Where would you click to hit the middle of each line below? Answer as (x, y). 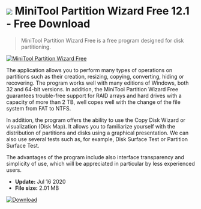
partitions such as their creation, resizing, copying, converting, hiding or (95, 76)
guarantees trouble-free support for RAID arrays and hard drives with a (94, 95)
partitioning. (36, 47)
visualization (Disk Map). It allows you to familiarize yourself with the (91, 126)
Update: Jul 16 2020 (40, 181)
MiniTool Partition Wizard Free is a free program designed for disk (102, 40)
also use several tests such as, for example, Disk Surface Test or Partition (97, 139)
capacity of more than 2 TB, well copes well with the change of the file (94, 102)
